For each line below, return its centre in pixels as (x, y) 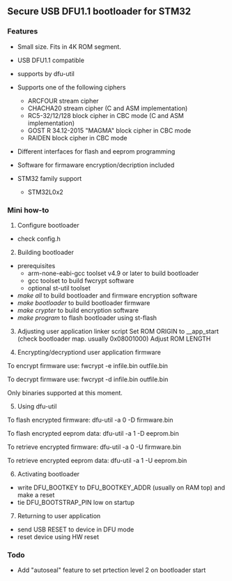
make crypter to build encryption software (78, 310)
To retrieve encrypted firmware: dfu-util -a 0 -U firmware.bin (94, 447)
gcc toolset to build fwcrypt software (81, 280)
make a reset (36, 494)
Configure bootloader (48, 225)
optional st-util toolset (59, 288)
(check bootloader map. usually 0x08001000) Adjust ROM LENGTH (114, 339)
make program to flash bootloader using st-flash (87, 318)
